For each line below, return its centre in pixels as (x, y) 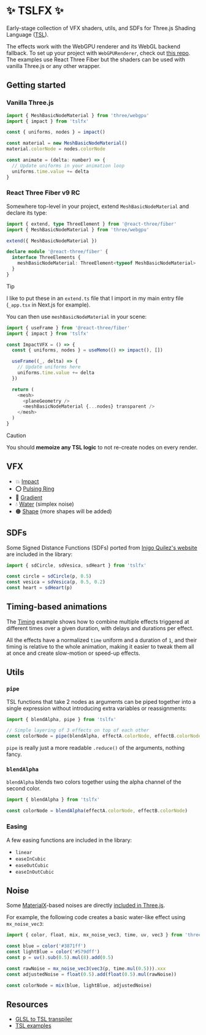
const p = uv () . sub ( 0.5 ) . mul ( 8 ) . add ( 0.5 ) (60, 957)
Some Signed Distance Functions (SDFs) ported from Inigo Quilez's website (102, 548)
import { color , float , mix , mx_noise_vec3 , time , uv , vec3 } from (94, 935)
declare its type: (27, 213)
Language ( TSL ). (28, 34)
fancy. (14, 754)
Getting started (36, 86)
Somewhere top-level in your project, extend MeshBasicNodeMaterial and (98, 206)
